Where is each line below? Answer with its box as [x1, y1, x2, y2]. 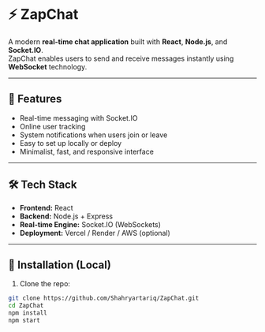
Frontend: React [19, 203, 73, 212]
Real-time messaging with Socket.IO [19, 113, 138, 122]
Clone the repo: [19, 279, 71, 289]
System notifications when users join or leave [19, 130, 168, 140]
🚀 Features [8, 92, 62, 106]
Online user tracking [19, 121, 86, 131]
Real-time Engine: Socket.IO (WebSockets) [19, 219, 162, 229]
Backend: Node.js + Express [19, 211, 113, 221]
